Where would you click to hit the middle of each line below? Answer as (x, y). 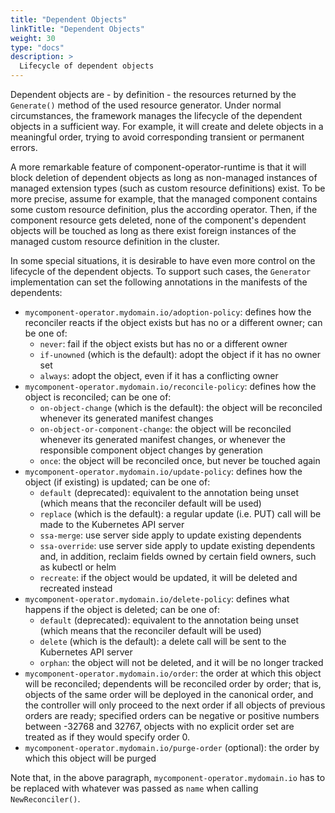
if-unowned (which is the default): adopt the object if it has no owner (180, 354)
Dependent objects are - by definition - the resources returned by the (153, 94)
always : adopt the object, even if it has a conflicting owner (159, 375)
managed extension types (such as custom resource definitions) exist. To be (168, 188)
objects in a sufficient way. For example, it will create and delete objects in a (167, 126)
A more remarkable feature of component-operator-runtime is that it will (158, 167)
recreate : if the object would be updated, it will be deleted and (168, 577)
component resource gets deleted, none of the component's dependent (158, 220)
